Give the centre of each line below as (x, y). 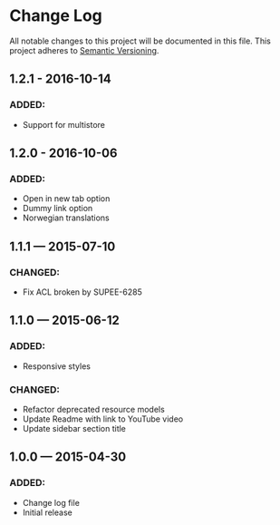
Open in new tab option (66, 199)
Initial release (47, 512)
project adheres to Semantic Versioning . (84, 50)
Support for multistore (64, 124)
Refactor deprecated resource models (93, 409)
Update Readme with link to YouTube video (103, 419)
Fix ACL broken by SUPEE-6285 (82, 292)
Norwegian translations (66, 218)
